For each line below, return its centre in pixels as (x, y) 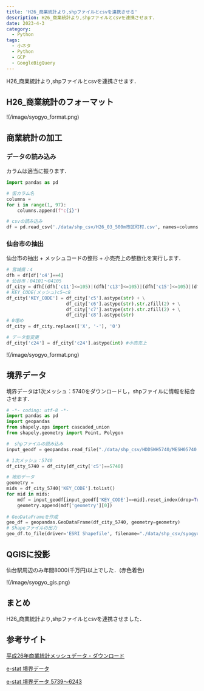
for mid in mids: (28, 494)
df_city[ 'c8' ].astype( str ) (100, 315)
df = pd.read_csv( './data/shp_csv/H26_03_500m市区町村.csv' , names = (93, 227)
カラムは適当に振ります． (38, 171)
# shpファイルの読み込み (35, 444)
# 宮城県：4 (20, 270)
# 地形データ (20, 477)
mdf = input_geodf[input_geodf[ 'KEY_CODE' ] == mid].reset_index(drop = (106, 500)
